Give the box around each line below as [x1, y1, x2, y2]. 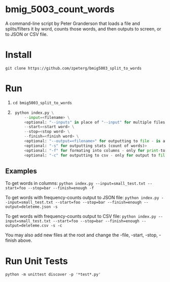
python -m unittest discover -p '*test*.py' [5, 272, 101, 277]
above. [17, 237, 32, 243]
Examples [5, 167, 37, 175]
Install [5, 49, 32, 60]
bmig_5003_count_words [5, 4, 115, 15]
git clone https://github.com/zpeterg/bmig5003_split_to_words [5, 66, 142, 71]
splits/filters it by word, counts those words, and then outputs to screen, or [5, 25, 161, 32]
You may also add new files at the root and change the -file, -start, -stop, [5, 232, 158, 238]
